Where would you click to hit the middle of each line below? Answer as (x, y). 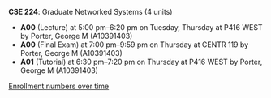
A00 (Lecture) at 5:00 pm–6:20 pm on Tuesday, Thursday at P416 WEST (141, 27)
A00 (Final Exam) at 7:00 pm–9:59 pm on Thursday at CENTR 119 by (134, 45)
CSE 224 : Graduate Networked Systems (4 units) (90, 12)
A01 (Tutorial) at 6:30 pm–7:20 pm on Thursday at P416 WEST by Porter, (141, 62)
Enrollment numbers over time (59, 86)
